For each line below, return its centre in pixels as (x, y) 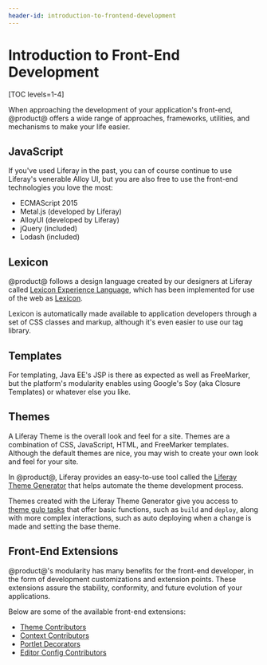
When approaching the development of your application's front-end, (120, 109)
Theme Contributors (53, 627)
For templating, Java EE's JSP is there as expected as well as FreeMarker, (130, 375)
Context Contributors (55, 635)
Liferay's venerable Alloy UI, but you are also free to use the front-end (123, 179)
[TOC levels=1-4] (36, 94)
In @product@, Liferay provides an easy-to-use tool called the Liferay (123, 477)
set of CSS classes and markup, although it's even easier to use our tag (126, 322)
